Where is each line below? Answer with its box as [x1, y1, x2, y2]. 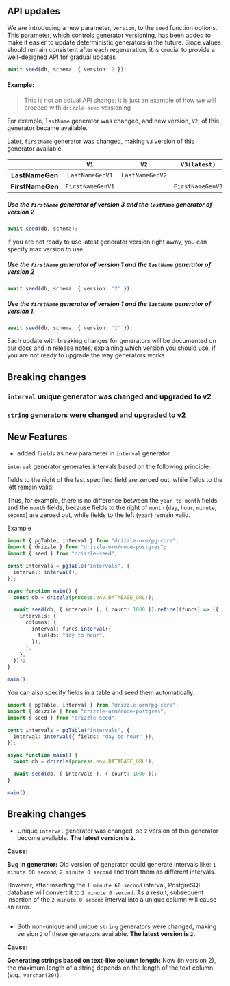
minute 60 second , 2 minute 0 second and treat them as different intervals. [7, 868, 216, 876]
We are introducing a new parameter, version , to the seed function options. [7, 23, 218, 31]
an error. [7, 902, 31, 911]
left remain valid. [7, 483, 54, 492]
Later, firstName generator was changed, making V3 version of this [7, 137, 195, 145]
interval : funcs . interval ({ [31, 626, 112, 633]
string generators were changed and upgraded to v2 [7, 410, 186, 420]
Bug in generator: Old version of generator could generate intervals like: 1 [7, 860, 216, 868]
